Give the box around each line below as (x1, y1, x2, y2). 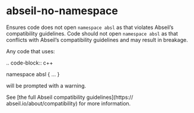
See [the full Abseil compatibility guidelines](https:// (6, 93, 133, 101)
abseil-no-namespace (6, 4, 119, 18)
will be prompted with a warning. (6, 82, 86, 89)
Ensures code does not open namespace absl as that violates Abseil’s (6, 24, 174, 31)
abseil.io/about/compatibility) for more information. (6, 99, 131, 107)
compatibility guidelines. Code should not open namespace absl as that (6, 30, 178, 37)
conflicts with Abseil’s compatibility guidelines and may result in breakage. (6, 36, 188, 43)
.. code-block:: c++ (6, 59, 53, 66)
